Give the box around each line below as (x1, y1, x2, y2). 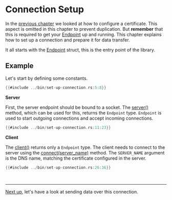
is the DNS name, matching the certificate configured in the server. (5, 155, 147, 161)
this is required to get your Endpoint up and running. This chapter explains (5, 31, 162, 37)
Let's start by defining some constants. (5, 75, 88, 81)
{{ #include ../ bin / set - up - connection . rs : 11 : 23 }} (5, 125, 111, 130)
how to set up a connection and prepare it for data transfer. (5, 37, 130, 43)
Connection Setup (5, 4, 84, 15)
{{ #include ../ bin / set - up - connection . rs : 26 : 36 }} (5, 165, 111, 170)
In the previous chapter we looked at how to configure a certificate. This (5, 20, 158, 27)
